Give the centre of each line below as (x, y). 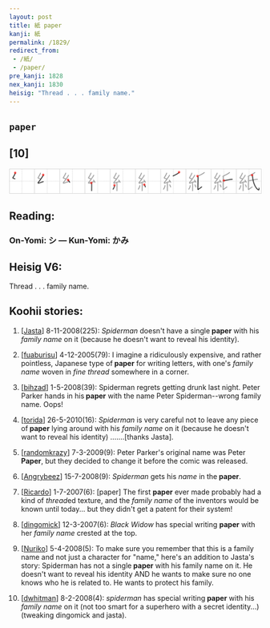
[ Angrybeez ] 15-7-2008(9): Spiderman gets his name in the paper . (131, 476)
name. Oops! (42, 404)
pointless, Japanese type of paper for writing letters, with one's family (137, 363)
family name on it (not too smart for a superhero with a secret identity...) (140, 606)
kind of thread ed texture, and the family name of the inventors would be (140, 500)
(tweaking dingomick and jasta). (74, 615)
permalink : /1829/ (40, 42)
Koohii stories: (46, 311)
